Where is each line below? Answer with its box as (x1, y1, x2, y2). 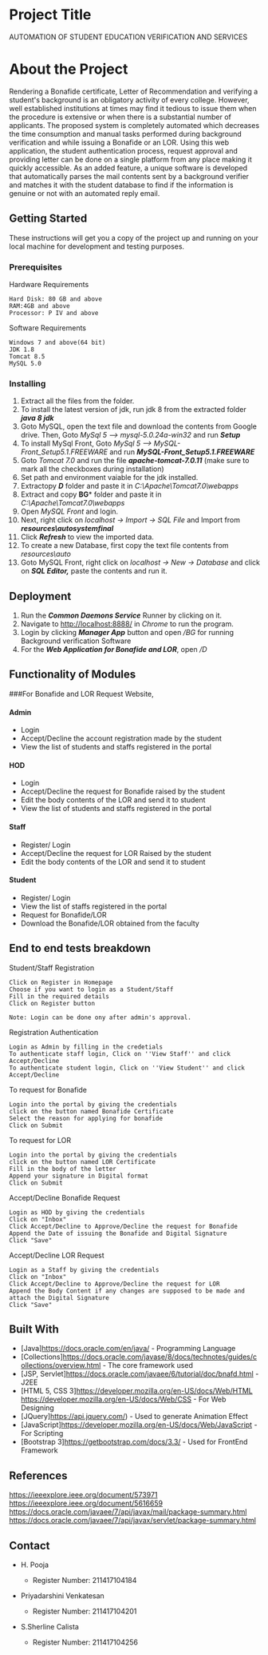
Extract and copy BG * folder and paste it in (20, 490, 162, 499)
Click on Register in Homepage (9, 978, 113, 986)
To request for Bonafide (9, 1085, 87, 1094)
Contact (9, 1538, 50, 1553)
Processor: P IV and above (9, 309, 99, 317)
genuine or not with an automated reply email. (9, 188, 160, 198)
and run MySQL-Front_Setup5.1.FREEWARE (109, 447, 255, 457)
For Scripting (20, 1429, 64, 1438)
